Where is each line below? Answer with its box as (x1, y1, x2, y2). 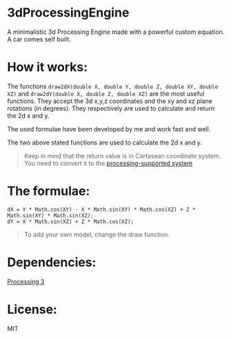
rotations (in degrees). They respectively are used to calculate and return (7, 104, 215, 112)
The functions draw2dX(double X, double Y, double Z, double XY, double (7, 82, 219, 91)
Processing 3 (7, 277, 45, 285)
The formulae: (7, 183, 90, 199)
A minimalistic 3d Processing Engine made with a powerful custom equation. (7, 28, 225, 36)
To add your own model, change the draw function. (23, 230, 170, 238)
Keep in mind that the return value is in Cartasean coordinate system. (23, 151, 221, 160)
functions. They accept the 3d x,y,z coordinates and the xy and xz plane (7, 97, 212, 105)
